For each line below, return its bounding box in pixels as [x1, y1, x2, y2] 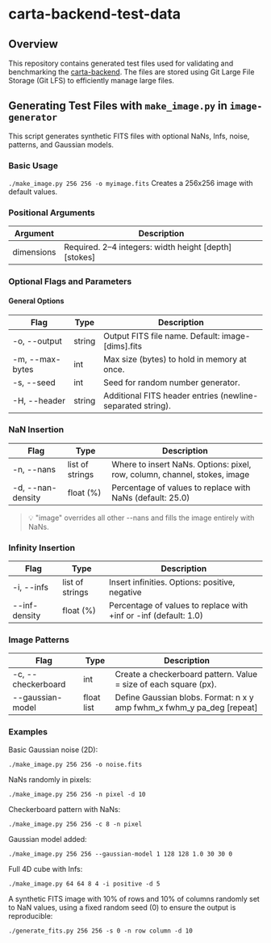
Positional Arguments [8, 207, 95, 218]
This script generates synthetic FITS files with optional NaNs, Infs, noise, [8, 131, 250, 141]
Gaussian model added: [8, 834, 87, 844]
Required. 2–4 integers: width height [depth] [64, 242, 232, 253]
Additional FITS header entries [103, 390, 219, 401]
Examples [8, 726, 48, 738]
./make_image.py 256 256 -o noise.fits [8, 760, 143, 768]
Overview [8, 37, 59, 51]
